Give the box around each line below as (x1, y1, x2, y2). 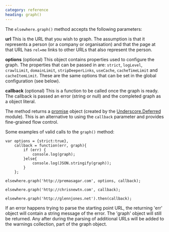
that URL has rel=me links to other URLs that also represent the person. (5, 47, 152, 53)
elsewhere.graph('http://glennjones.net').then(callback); (5, 196, 132, 201)
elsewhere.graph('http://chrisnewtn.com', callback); (5, 187, 121, 192)
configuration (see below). (5, 78, 61, 84)
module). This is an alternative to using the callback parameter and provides (5, 113, 164, 119)
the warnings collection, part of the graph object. (5, 221, 107, 227)
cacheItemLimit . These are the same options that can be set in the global (5, 72, 156, 78)
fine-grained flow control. (5, 119, 59, 125)
